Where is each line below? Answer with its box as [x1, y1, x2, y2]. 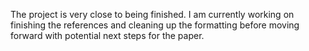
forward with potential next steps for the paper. [10, 30, 205, 41]
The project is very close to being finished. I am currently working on [10, 9, 295, 20]
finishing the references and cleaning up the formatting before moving [10, 19, 300, 31]
